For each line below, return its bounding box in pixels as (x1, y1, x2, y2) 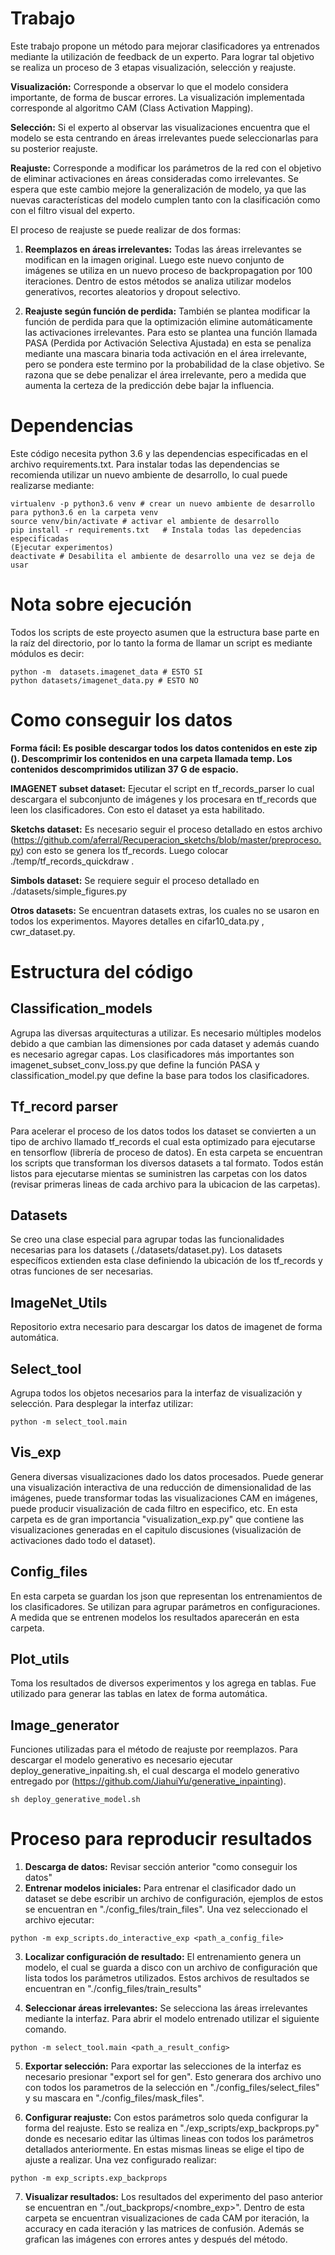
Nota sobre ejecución (10, 593, 192, 616)
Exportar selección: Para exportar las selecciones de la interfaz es (24, 2060, 302, 2072)
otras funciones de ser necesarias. (10, 1265, 154, 1277)
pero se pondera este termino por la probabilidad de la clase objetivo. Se (24, 358, 325, 370)
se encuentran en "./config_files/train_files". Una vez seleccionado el (24, 1903, 308, 1916)
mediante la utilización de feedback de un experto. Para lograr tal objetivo (10, 50, 315, 62)
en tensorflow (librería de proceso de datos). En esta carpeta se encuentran (10, 1146, 323, 1158)
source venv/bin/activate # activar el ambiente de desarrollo (10, 516, 280, 526)
